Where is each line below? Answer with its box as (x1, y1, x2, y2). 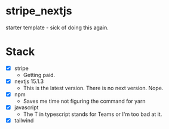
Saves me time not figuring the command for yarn (23, 97, 146, 105)
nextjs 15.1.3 (14, 78, 44, 85)
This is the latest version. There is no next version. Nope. (23, 85, 164, 91)
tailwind (14, 117, 34, 124)
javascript (14, 104, 39, 111)
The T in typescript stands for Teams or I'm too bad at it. (23, 110, 162, 118)
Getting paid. (23, 71, 56, 78)
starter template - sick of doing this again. (5, 24, 109, 31)
